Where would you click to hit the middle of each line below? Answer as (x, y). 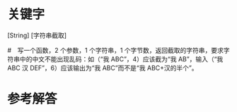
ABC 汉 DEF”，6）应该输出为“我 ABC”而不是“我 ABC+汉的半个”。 (103, 68)
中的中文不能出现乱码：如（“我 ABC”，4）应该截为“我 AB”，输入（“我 (121, 59)
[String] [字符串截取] (37, 35)
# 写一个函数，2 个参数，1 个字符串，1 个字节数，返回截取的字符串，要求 (116, 50)
